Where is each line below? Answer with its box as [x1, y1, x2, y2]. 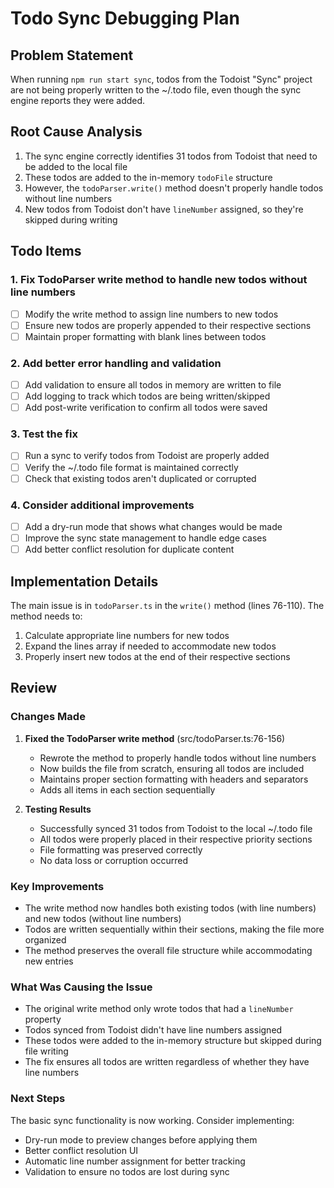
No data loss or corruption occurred [39, 854, 188, 866]
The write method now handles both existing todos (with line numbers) [24, 902, 317, 914]
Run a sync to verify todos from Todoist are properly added [24, 450, 270, 462]
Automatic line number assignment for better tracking [24, 1155, 246, 1167]
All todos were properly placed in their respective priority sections [39, 833, 313, 845]
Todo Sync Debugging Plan [10, 7, 240, 30]
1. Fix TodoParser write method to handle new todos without [10, 273, 308, 287]
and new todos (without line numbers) [24, 912, 182, 924]
